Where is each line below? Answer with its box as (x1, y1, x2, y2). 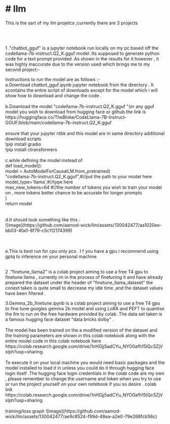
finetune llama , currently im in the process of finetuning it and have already (5, 274, 163, 280)
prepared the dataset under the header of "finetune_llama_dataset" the (5, 279, 153, 285)
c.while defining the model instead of (5, 157, 82, 163)
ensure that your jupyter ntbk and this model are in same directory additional (5, 130, 165, 136)
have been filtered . (5, 290, 46, 296)
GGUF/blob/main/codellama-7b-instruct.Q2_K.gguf (5, 119, 112, 125)
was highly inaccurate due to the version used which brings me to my (5, 61, 150, 67)
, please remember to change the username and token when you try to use (5, 375, 161, 381)
